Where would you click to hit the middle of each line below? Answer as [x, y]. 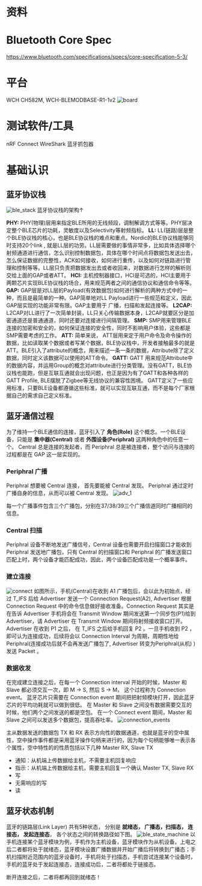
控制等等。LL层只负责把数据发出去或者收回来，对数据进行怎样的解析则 [104, 268]
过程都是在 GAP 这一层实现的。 [45, 454]
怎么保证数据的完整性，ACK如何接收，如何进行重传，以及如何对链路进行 [96, 260]
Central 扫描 [24, 530]
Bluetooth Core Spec [59, 40]
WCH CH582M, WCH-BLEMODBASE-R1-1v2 [61, 100]
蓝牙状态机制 [30, 811]
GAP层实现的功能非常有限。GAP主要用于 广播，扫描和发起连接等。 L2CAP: [99, 305]
